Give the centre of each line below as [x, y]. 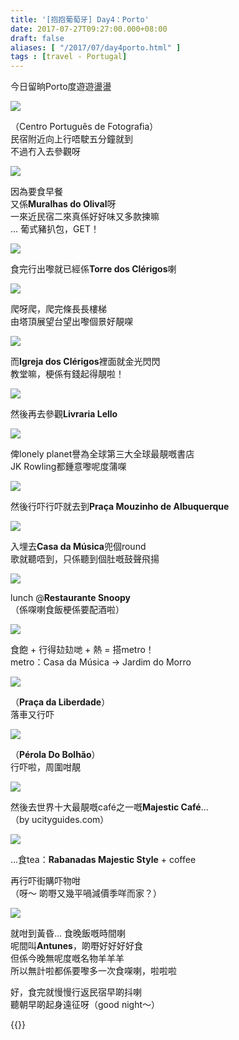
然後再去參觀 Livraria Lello [64, 414]
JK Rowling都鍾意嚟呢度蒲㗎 [68, 467]
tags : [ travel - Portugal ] [69, 57]
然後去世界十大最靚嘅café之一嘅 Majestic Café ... [109, 807]
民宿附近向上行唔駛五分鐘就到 [71, 139]
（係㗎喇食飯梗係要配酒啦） [67, 610]
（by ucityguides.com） [60, 820]
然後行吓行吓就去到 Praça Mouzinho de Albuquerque [120, 507]
